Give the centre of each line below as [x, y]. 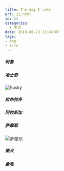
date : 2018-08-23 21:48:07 [32, 32]
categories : [17, 23]
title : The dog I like [28, 9]
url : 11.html [18, 14]
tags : [10, 37]
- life [12, 46]
